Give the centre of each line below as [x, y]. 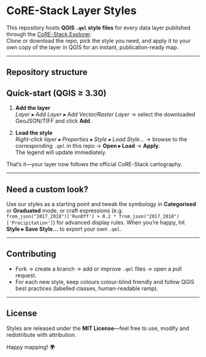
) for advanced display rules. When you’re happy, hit [119, 222]
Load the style [34, 133]
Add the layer [33, 108]
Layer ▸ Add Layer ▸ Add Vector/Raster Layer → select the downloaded [105, 115]
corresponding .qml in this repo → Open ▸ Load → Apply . [88, 146]
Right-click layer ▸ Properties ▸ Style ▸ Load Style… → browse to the [101, 139]
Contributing [31, 254]
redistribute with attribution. [41, 334]
